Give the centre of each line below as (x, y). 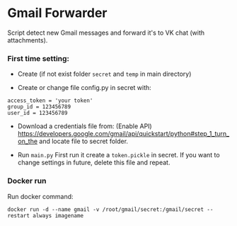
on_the (27, 141)
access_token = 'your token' (50, 101)
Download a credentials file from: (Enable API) (85, 126)
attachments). (28, 40)
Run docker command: (40, 196)
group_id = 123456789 (39, 107)
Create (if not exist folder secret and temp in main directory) (104, 74)
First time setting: (38, 58)
